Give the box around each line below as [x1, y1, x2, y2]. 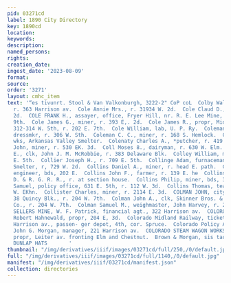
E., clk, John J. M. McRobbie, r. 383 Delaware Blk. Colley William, [13, 150, 220, 158]
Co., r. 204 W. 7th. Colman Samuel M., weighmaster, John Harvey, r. [13, 202, 220, 209]
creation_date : [7, 61, 51, 68]
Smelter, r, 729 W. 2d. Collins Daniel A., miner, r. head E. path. [13, 163, 217, 170]
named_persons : [7, 49, 51, 56]
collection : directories [7, 265, 78, 272]
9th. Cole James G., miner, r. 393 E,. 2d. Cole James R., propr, [13, 118, 214, 126]
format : [7, 73, 30, 81]
